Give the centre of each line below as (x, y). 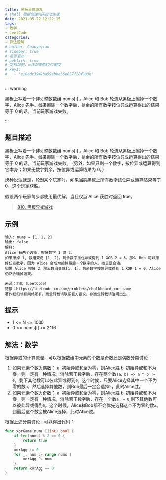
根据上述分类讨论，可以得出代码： (40, 422)
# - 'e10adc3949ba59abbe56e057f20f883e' (49, 74)
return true (35, 440)
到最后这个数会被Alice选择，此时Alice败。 (55, 412)
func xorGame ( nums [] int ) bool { (40, 431)
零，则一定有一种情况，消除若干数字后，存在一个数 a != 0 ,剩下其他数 (82, 399)
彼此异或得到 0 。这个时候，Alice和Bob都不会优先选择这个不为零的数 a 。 (88, 405)
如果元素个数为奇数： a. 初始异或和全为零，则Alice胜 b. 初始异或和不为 (84, 393)
